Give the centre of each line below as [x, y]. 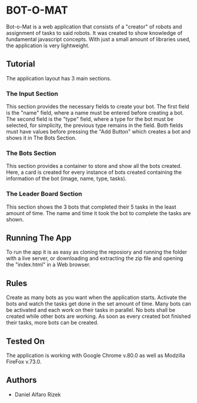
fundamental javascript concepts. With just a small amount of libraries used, [98, 39]
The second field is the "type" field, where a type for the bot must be [90, 119]
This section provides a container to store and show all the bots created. [94, 166]
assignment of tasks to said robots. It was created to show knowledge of [94, 32]
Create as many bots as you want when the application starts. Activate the [96, 298]
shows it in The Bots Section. [41, 138]
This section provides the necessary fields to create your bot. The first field [98, 106]
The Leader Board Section [44, 194]
